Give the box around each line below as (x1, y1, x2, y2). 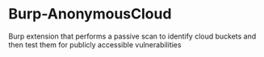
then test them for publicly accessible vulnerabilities (8, 39, 182, 49)
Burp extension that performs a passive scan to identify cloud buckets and (8, 31, 257, 41)
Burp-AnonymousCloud (8, 5, 172, 23)
